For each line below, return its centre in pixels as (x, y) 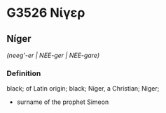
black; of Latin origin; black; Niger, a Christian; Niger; (83, 89)
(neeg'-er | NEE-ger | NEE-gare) (53, 55)
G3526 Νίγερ (46, 13)
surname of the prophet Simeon (63, 102)
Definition (24, 73)
